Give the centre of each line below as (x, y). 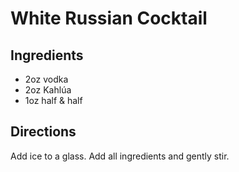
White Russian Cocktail (109, 18)
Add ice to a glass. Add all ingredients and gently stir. (120, 156)
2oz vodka (46, 79)
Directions (43, 132)
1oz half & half (53, 100)
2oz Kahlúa (48, 90)
